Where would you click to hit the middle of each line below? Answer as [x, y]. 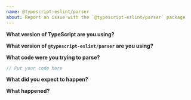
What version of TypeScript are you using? [60, 34]
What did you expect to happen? [47, 79]
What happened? [28, 91]
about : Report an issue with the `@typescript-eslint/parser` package [96, 17]
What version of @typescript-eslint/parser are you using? [80, 46]
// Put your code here [34, 68]
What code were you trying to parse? [53, 57]
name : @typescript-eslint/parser [48, 12]
